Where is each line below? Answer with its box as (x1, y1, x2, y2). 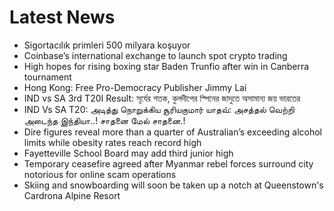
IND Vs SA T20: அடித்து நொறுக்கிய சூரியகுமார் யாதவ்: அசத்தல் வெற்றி (23, 103, 295, 115)
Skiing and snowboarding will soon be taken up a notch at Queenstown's (23, 179, 324, 191)
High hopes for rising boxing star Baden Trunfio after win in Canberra (23, 60, 310, 72)
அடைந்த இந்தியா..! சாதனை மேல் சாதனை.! (23, 114, 186, 126)
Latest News (9, 6, 116, 29)
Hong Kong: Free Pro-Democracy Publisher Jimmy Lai (23, 81, 247, 93)
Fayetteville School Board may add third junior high (23, 147, 234, 159)
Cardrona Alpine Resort (23, 189, 121, 201)
